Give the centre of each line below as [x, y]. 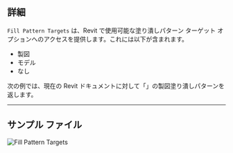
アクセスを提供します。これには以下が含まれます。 [116, 39]
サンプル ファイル [45, 125]
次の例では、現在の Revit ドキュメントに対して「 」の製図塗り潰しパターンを [116, 86]
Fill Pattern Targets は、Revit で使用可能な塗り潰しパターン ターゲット [112, 30]
